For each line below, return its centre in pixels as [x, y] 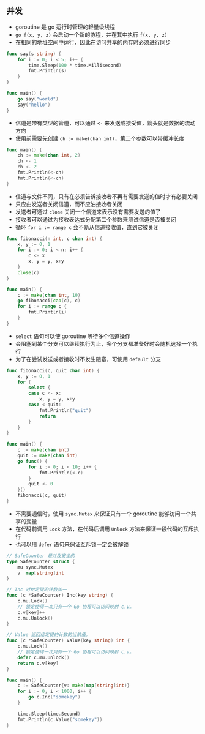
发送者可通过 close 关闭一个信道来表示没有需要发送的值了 [88, 212]
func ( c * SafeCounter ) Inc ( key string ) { [60, 596]
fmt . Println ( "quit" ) [65, 410]
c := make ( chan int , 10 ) [49, 295]
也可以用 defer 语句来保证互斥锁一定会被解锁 [72, 544]
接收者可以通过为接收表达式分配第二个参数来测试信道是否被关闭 [95, 219]
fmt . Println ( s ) [48, 71]
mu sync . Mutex [35, 567]
